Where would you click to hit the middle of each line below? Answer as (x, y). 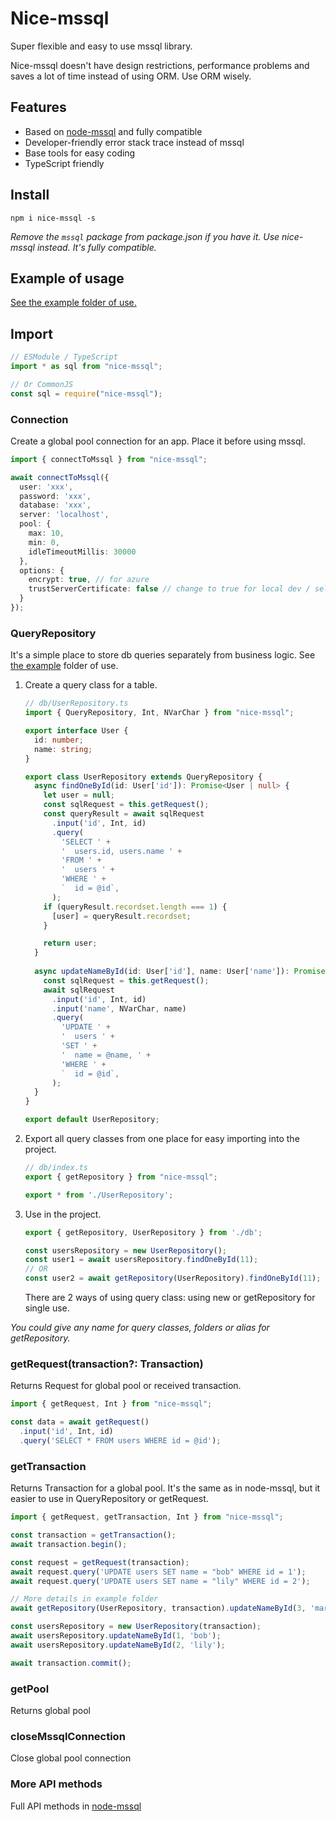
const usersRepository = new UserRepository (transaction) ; (136, 1627)
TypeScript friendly (64, 163)
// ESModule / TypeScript (64, 357)
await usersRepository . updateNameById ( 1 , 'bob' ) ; (116, 1636)
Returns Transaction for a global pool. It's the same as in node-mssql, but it (165, 1488)
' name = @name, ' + (106, 1055)
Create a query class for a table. (91, 685)
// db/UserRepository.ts (76, 703)
